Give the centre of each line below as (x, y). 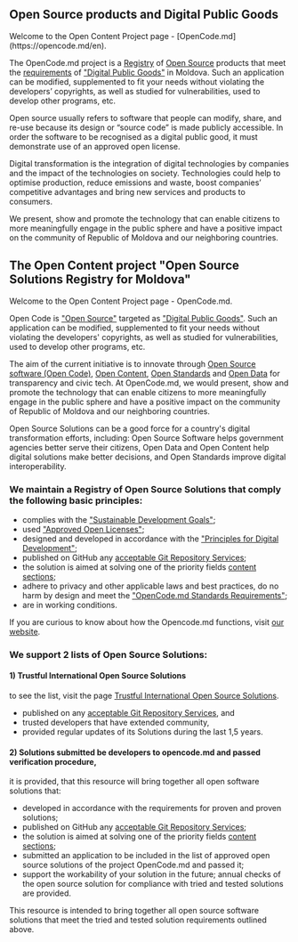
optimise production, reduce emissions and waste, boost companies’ (135, 183)
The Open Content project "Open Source (125, 266)
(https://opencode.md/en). (58, 45)
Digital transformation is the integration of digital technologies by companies (149, 163)
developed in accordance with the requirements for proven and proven (152, 808)
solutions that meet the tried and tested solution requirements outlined (138, 920)
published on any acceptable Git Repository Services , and (129, 713)
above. (22, 930)
